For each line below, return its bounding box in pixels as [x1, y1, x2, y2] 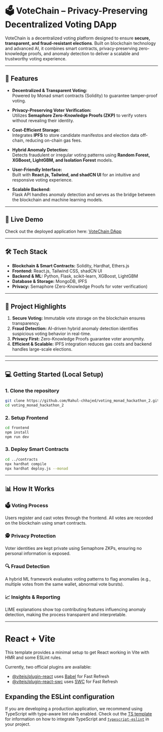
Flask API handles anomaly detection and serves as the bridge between [12, 191, 156, 197]
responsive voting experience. [12, 177, 73, 183]
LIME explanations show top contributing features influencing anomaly [5, 606, 146, 613]
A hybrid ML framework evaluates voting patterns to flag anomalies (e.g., [5, 576, 151, 582]
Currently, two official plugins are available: [5, 664, 92, 670]
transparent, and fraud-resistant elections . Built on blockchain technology [5, 40, 156, 46]
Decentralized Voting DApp [5, 19, 117, 30]
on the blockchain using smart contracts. [5, 520, 87, 526]
